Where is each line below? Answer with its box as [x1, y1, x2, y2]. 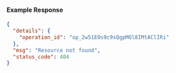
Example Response [6, 6, 64, 14]
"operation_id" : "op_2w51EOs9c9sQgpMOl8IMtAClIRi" [19, 33, 170, 41]
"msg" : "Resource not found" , [13, 47, 101, 54]
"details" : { [13, 28, 51, 35]
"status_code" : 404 [13, 53, 70, 60]
